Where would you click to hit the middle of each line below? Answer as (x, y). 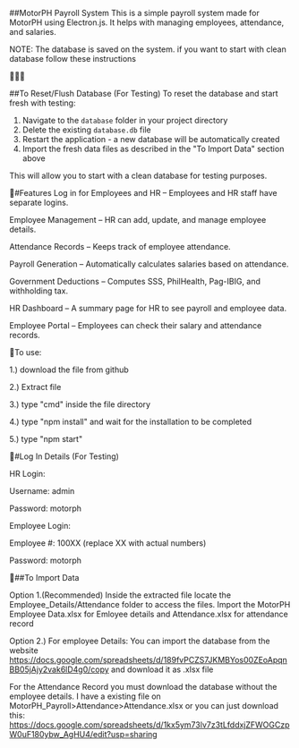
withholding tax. (39, 291)
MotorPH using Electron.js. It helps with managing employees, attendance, (147, 22)
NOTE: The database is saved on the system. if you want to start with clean (148, 49)
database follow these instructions (73, 59)
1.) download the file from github (69, 370)
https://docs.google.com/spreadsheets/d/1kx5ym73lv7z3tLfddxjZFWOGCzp (149, 725)
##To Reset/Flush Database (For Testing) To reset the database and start (144, 93)
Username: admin (42, 491)
